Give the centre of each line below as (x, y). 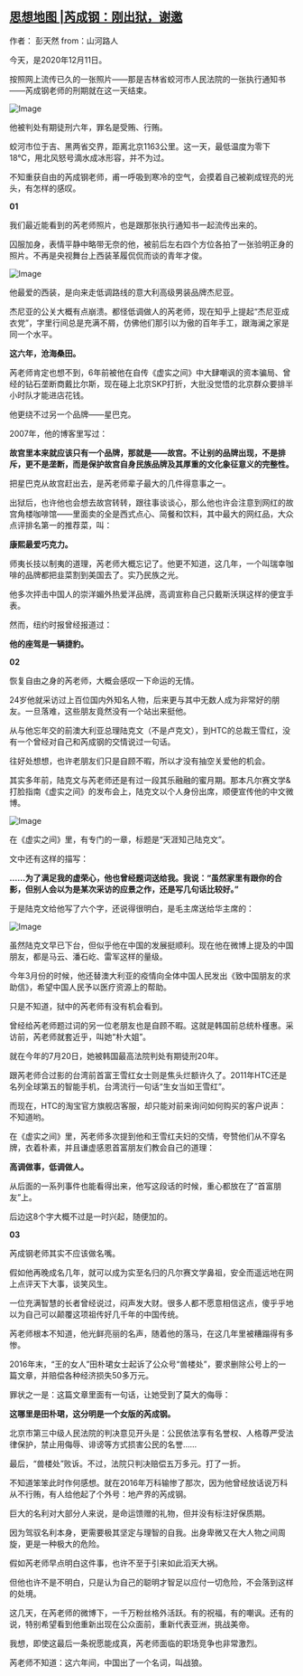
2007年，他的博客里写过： (59, 433)
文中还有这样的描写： (49, 858)
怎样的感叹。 (57, 188)
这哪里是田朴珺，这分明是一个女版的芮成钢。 (92, 1414)
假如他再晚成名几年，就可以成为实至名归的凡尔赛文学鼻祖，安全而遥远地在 (147, 1272)
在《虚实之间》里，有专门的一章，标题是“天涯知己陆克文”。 (119, 839)
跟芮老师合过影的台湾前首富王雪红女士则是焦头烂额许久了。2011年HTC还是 (148, 1075)
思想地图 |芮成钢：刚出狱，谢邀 (96, 17)
